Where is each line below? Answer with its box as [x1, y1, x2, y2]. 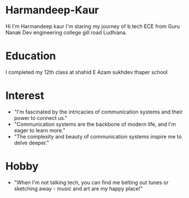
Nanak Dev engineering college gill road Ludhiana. [5, 29, 127, 36]
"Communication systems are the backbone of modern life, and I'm [13, 121, 176, 128]
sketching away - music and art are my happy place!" [13, 185, 143, 192]
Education [5, 49, 56, 63]
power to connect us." [13, 114, 68, 121]
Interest [5, 89, 44, 102]
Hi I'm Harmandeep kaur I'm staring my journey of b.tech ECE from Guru [5, 23, 180, 30]
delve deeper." [13, 139, 50, 146]
